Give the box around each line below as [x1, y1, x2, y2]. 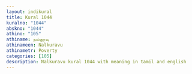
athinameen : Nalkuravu [6, 42, 63, 48]
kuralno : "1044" [6, 20, 47, 26]
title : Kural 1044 [6, 14, 52, 20]
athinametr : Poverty [6, 48, 58, 54]
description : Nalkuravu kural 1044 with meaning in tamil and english [6, 58, 187, 64]
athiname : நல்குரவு [6, 36, 49, 42]
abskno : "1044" [6, 25, 44, 32]
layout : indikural [6, 8, 52, 15]
